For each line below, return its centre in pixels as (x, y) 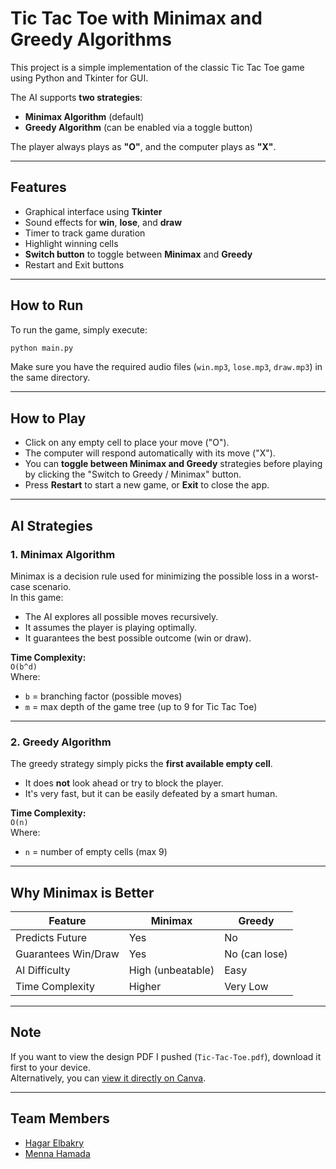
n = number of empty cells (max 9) (96, 852)
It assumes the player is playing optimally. (111, 627)
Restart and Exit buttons (74, 264)
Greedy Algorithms (91, 39)
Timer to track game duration (85, 233)
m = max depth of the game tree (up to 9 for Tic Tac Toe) (141, 706)
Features (38, 187)
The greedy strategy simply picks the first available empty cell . (141, 764)
